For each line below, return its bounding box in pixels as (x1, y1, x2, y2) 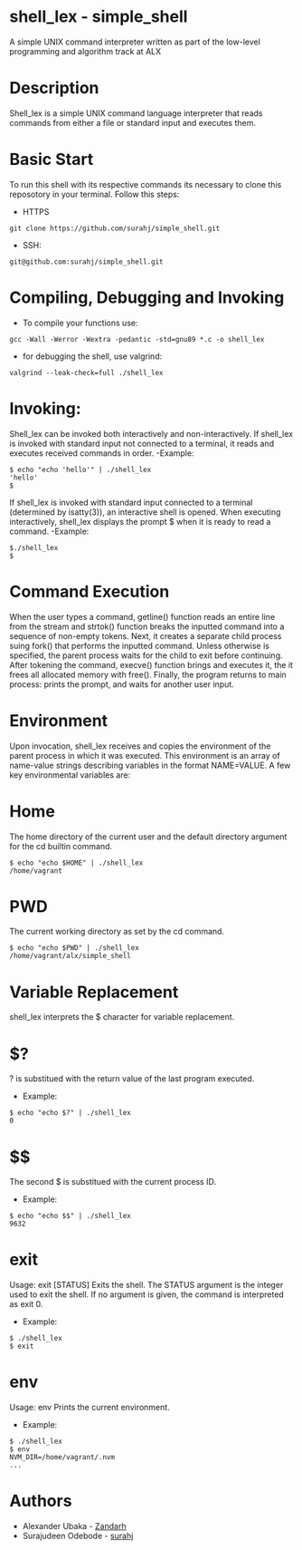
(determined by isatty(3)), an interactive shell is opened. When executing (9, 506, 281, 518)
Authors (9, 1491, 72, 1511)
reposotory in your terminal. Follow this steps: (9, 189, 180, 199)
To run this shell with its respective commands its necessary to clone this (9, 179, 282, 189)
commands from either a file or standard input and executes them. (9, 117, 256, 128)
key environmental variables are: (9, 769, 131, 780)
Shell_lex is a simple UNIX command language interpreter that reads (9, 107, 263, 119)
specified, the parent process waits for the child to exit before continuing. (9, 650, 283, 661)
